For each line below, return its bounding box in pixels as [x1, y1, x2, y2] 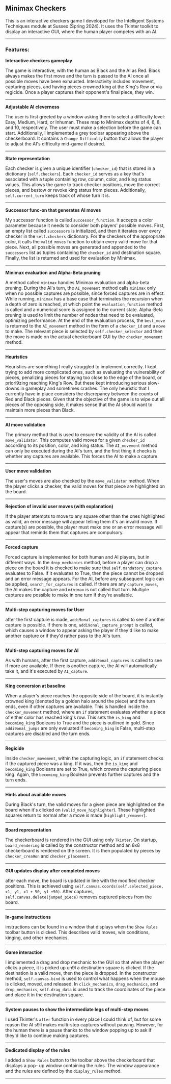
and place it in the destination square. [5, 992, 84, 998]
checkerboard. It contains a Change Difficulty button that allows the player [5, 135, 164, 142]
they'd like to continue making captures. [5, 1032, 90, 1039]
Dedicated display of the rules [5, 1047, 70, 1053]
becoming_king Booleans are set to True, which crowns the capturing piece [5, 766, 161, 772]
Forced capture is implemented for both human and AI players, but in [5, 554, 150, 560]
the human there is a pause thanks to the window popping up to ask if [5, 1027, 152, 1033]
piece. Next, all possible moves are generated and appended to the [5, 244, 146, 250]
